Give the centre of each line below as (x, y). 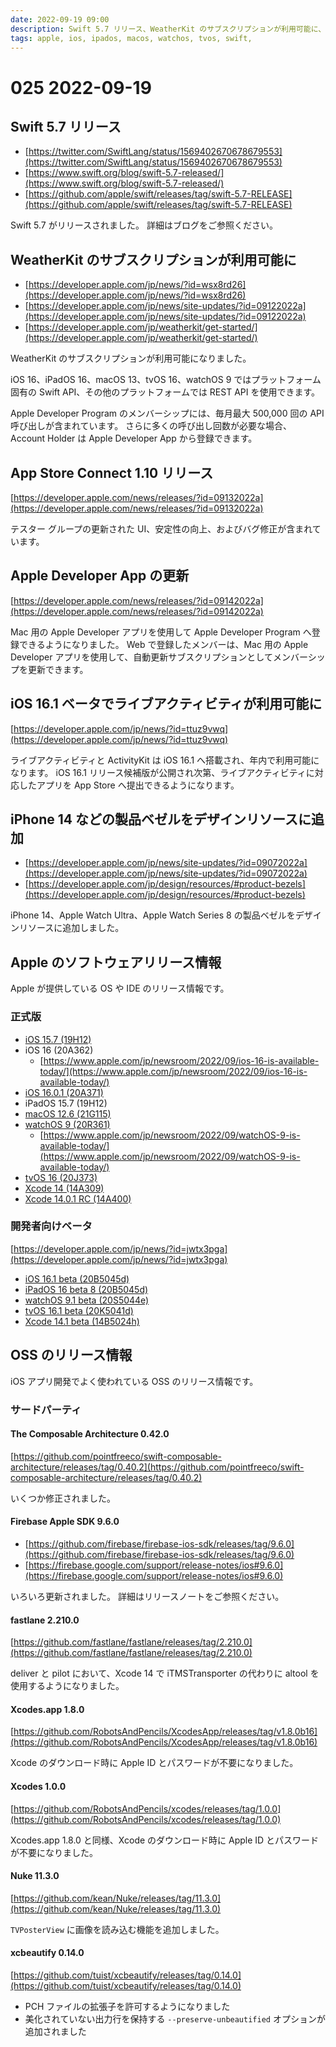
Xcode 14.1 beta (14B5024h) (82, 1321)
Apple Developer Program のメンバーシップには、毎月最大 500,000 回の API (167, 413)
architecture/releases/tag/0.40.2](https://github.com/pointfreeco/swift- (157, 1467)
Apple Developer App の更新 (100, 576)
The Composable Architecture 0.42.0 (90, 1434)
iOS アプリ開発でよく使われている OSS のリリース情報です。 (134, 1381)
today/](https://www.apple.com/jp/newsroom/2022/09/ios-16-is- (173, 1071)
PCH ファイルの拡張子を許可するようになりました (127, 2006)
